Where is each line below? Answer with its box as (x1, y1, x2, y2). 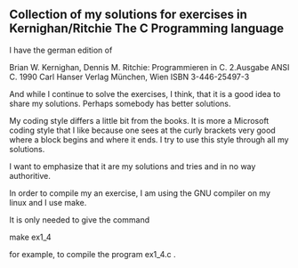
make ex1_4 (9, 231, 52, 242)
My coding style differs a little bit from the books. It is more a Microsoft (9, 115, 270, 126)
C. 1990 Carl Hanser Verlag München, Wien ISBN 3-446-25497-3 (9, 71, 250, 82)
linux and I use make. (9, 197, 87, 207)
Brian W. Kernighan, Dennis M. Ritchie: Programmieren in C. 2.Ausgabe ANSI (9, 61, 290, 72)
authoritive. (9, 170, 51, 181)
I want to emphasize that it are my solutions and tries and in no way (9, 160, 256, 172)
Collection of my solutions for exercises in (9, 7, 247, 22)
